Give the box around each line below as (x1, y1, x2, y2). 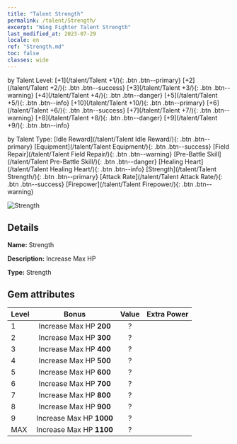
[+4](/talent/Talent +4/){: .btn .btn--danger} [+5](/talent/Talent (35, 91, 218, 99)
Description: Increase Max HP (7, 254, 96, 263)
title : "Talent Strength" (7, 10, 83, 18)
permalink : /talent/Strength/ (7, 17, 97, 24)
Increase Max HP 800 (38, 390, 111, 400)
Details (7, 222, 39, 234)
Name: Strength (7, 240, 54, 249)
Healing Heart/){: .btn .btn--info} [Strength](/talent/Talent (50, 164, 217, 173)
